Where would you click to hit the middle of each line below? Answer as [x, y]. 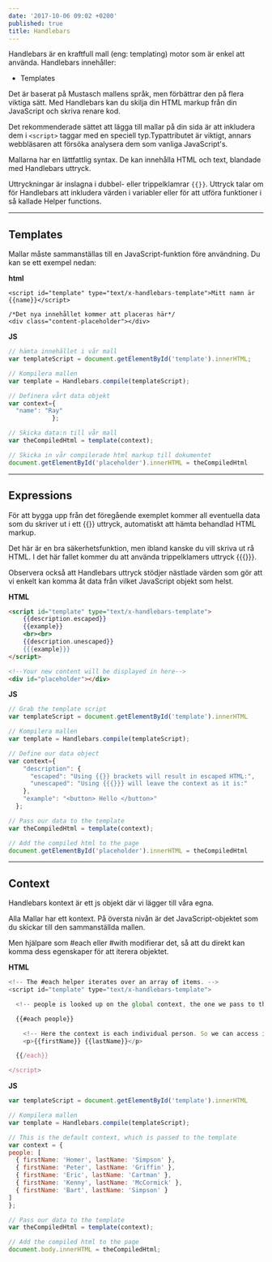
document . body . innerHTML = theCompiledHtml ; [85, 1250]
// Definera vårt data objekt [59, 396]
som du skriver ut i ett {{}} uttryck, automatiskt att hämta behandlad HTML [132, 524]
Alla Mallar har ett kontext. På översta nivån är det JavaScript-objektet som [134, 919]
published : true [36, 24]
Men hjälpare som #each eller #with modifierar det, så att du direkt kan [127, 943]
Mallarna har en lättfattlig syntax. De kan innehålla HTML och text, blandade [135, 160]
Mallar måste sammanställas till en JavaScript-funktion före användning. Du [134, 254]
